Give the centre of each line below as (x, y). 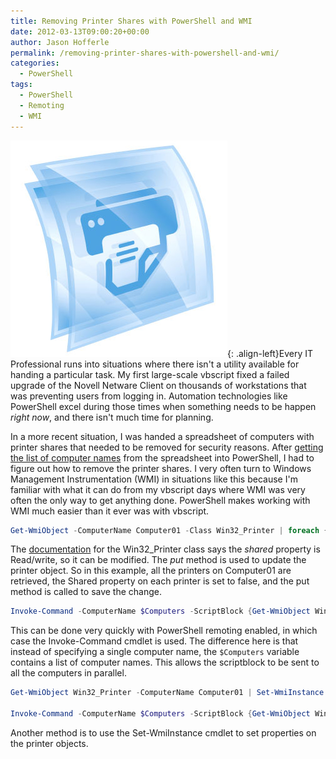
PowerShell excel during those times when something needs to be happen (163, 406)
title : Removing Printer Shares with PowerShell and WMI (131, 21)
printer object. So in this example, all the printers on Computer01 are (151, 571)
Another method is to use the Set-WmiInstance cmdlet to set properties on (163, 732)
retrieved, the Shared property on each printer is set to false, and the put (160, 581)
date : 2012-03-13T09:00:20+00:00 (80, 31)
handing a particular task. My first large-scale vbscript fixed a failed (150, 374)
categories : (35, 63)
